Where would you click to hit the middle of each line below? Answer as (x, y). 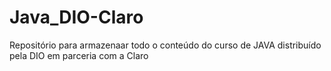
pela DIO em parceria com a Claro (79, 55)
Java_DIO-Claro (76, 17)
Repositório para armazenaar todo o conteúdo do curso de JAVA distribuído (165, 45)
